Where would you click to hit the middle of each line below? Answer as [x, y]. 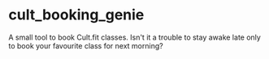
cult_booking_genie [76, 15]
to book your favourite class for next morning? [86, 45]
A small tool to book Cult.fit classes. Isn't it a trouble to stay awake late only [135, 37]
